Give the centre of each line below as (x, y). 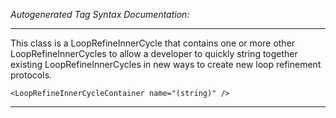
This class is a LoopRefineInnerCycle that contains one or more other (153, 43)
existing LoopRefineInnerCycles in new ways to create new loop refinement (166, 64)
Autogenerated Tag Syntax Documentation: (100, 14)
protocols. (31, 75)
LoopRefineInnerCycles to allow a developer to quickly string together (154, 53)
